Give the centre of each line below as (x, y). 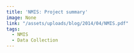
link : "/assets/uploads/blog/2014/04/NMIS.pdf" (68, 23)
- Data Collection (35, 40)
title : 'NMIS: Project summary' (47, 12)
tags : (13, 29)
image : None (21, 18)
